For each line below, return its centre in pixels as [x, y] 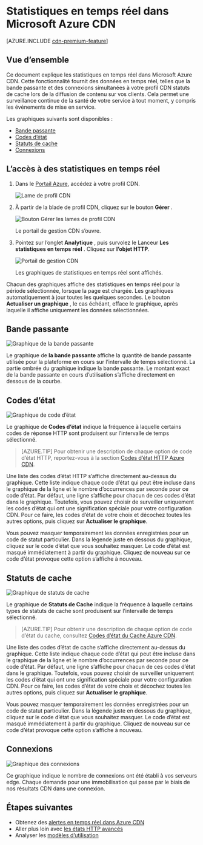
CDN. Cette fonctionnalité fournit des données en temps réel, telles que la [98, 81]
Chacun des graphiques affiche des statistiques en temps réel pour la [93, 284]
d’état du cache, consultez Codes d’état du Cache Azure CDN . [99, 635]
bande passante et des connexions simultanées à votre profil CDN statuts [98, 87]
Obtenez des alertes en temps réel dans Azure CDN [80, 822]
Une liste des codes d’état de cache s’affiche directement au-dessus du [96, 647]
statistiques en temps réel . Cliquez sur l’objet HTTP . [82, 249]
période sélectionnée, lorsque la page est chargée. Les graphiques [90, 290]
